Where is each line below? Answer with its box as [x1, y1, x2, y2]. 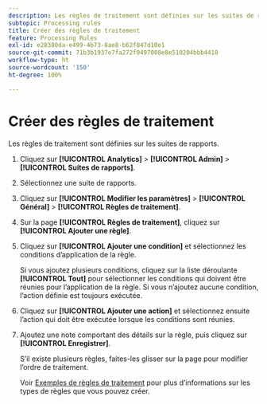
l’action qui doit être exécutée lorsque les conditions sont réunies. [19, 314, 235, 324]
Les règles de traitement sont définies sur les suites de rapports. [8, 139, 220, 148]
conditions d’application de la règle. [19, 249, 137, 259]
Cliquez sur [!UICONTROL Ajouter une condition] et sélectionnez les [19, 241, 246, 251]
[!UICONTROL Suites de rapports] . [19, 163, 136, 172]
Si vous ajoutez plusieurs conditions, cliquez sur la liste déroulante [19, 265, 238, 275]
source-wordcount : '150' [8, 64, 91, 72]
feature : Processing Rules [8, 33, 98, 42]
